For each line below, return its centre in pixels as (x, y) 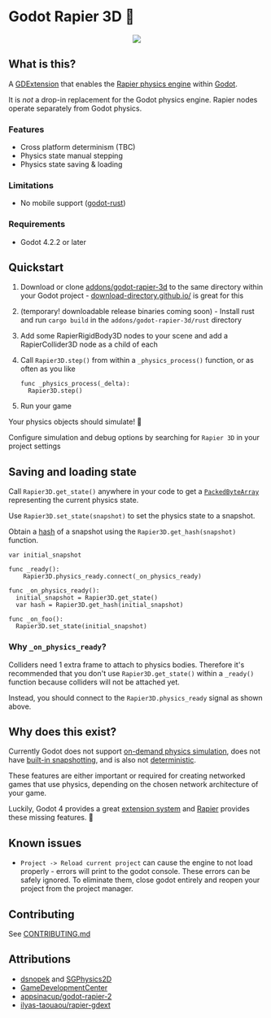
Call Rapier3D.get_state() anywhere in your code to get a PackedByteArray (134, 492)
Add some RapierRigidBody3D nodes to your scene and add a (124, 336)
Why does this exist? (62, 732)
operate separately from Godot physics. (75, 108)
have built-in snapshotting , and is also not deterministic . (103, 760)
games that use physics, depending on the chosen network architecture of (133, 784)
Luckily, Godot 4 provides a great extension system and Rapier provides (129, 809)
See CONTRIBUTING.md (50, 934)
